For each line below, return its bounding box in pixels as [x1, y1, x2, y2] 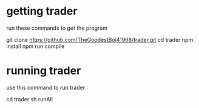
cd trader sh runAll [6, 95, 53, 103]
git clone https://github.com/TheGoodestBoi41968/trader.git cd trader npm [6, 36, 194, 43]
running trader [6, 64, 81, 78]
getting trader [6, 4, 78, 18]
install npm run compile [6, 42, 65, 50]
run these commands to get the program [6, 24, 108, 32]
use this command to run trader [6, 84, 86, 91]
